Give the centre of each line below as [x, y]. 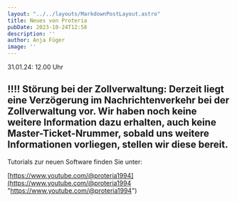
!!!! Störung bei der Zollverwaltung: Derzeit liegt [116, 89]
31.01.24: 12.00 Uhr [36, 67]
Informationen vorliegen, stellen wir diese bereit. [118, 145]
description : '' [31, 34]
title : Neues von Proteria [47, 21]
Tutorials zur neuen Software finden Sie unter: [75, 162]
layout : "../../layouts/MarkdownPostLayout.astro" [84, 14]
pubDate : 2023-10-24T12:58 [47, 27]
